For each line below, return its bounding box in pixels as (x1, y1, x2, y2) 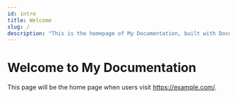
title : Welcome (7, 17, 52, 24)
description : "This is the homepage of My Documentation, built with (7, 29, 217, 37)
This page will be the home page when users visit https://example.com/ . (7, 83, 217, 92)
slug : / (7, 23, 30, 30)
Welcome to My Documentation (7, 60, 197, 76)
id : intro (7, 10, 37, 17)
